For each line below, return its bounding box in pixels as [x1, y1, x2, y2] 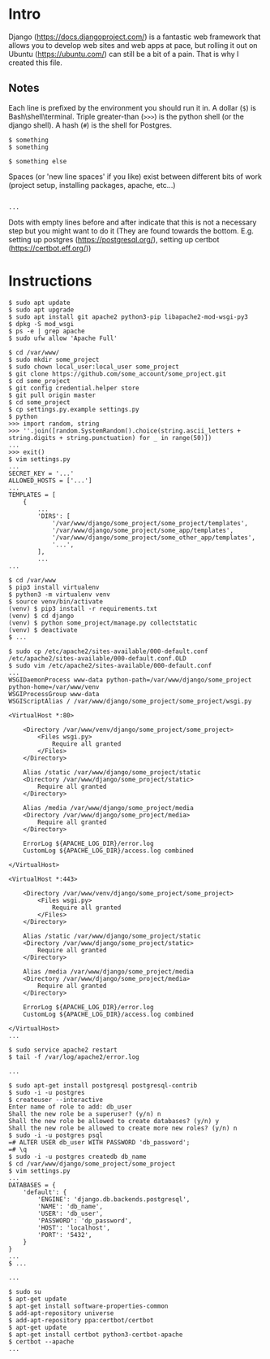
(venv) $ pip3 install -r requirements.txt [8, 604, 158, 612]
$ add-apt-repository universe [8, 1309, 114, 1318]
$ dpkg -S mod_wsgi [8, 320, 75, 328]
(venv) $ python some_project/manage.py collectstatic [8, 619, 198, 627]
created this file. [8, 58, 63, 68]
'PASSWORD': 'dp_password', [37, 1217, 132, 1225]
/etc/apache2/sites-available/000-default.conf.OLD [8, 654, 186, 663]
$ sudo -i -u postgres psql [8, 1131, 104, 1139]
